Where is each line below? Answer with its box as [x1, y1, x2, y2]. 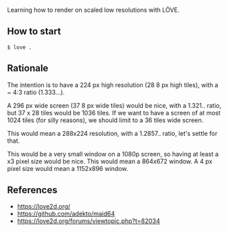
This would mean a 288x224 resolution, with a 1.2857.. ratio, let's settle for [7, 129, 218, 137]
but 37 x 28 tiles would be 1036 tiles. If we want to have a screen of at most [7, 108, 221, 117]
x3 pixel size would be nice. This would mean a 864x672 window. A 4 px [7, 157, 213, 165]
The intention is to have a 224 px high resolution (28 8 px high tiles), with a [7, 80, 218, 89]
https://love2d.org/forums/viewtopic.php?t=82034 [16, 217, 160, 225]
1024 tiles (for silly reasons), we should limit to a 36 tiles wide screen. [7, 116, 204, 124]
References [7, 185, 58, 196]
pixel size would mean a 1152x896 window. [7, 164, 128, 172]
